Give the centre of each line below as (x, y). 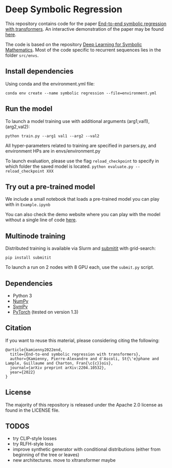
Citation (18, 328)
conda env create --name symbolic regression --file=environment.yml (81, 93)
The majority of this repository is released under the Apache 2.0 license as (84, 405)
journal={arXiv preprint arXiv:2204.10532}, (58, 368)
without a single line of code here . (41, 220)
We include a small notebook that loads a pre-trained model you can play (82, 199)
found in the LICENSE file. (33, 410)
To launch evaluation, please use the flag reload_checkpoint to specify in (82, 161)
